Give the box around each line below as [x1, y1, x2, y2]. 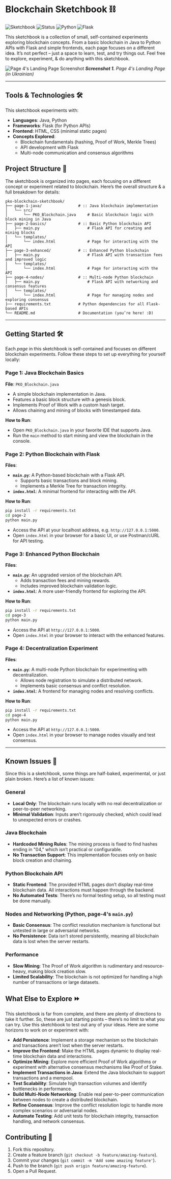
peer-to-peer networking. [12, 806, 67, 812]
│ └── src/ [5, 207, 33, 213]
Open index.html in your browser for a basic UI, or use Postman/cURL [12, 532, 160, 538]
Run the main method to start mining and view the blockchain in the [12, 432, 154, 439]
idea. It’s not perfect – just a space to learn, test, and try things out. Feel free [5, 50, 165, 56]
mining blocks [5, 230, 36, 235]
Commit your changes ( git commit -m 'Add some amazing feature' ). [12, 1157, 156, 1164]
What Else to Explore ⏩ [5, 995, 80, 1003]
